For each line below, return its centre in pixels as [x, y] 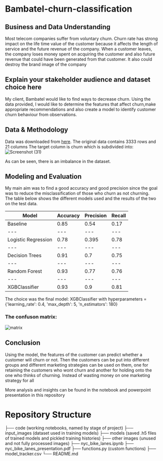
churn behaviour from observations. [41, 114]
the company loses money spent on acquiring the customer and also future [80, 54]
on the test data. [21, 204]
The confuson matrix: [31, 317]
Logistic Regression [30, 240]
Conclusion [23, 343]
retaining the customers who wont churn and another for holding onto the [78, 370]
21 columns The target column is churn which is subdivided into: [69, 146]
